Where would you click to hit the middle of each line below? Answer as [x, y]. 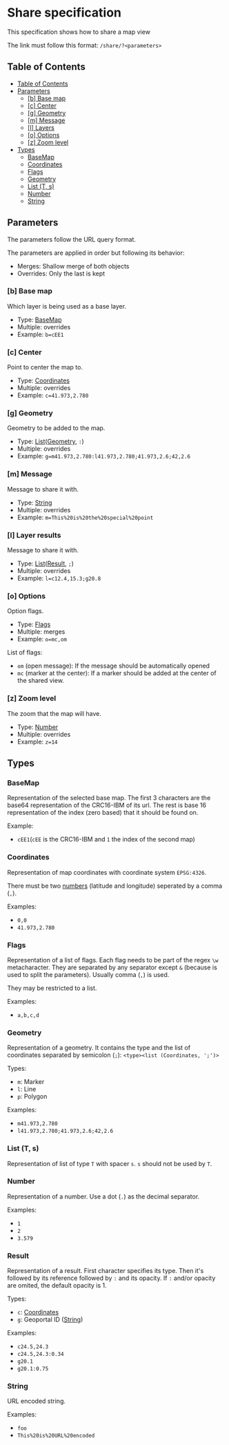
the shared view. [40, 681]
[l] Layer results [34, 535]
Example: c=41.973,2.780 [53, 396]
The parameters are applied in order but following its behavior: [96, 253]
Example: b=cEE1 [40, 334]
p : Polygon [32, 1096]
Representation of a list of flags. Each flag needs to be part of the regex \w [113, 960]
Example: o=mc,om [42, 639]
